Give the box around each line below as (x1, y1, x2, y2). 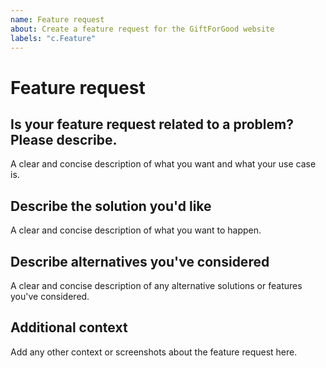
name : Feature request (10, 14, 105, 25)
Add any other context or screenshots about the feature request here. (10, 346, 298, 358)
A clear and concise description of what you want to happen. (10, 224, 262, 236)
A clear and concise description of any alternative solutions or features (10, 280, 303, 291)
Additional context (10, 319, 128, 336)
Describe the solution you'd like (10, 197, 212, 215)
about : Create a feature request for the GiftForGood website (10, 24, 275, 34)
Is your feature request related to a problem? (10, 116, 294, 133)
